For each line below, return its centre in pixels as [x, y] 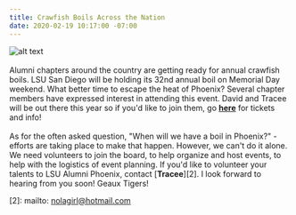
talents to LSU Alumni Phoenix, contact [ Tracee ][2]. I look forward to [135, 173]
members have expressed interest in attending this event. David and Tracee [148, 98]
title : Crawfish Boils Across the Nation [87, 17]
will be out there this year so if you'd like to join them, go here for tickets [142, 107]
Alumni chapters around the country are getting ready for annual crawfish [145, 70]
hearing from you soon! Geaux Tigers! [79, 183]
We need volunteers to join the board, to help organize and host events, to [145, 155]
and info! [25, 117]
